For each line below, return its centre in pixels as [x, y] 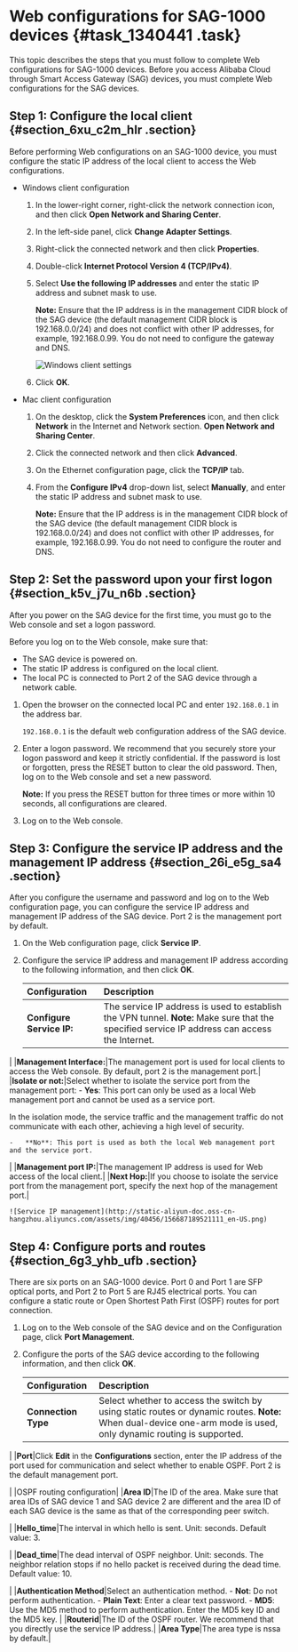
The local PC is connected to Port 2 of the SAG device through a [139, 678]
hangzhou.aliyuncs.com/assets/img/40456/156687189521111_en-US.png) [138, 1220]
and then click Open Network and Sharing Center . [128, 214]
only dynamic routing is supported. [171, 1434]
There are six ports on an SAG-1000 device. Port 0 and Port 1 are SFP [136, 1282]
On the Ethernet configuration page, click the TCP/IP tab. [140, 469]
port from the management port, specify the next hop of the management [143, 1186]
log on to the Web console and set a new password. [117, 776]
